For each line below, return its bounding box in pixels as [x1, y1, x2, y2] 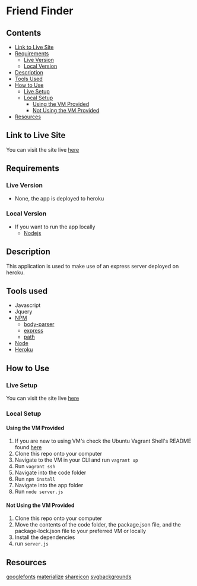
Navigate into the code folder [14, 469, 87, 477]
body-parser [23, 321, 55, 328]
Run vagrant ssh [14, 463, 56, 470]
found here [14, 444, 42, 451]
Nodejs [23, 229, 42, 236]
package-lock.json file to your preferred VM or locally [14, 528, 147, 535]
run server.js [14, 540, 49, 547]
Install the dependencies [14, 534, 75, 541]
